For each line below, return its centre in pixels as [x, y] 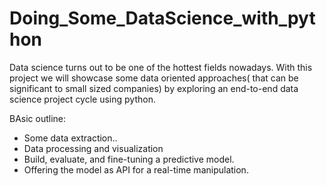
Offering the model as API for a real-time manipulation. [136, 169]
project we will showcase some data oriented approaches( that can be [154, 78]
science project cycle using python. [82, 99]
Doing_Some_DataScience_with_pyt [162, 18]
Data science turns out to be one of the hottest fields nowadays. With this [161, 67]
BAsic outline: [38, 118]
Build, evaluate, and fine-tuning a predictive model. [129, 159]
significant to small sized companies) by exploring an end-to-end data [154, 88]
